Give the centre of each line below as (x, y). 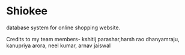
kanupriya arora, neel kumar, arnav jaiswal (59, 45)
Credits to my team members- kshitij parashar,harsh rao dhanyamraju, (93, 39)
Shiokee (27, 11)
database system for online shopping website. (63, 27)
